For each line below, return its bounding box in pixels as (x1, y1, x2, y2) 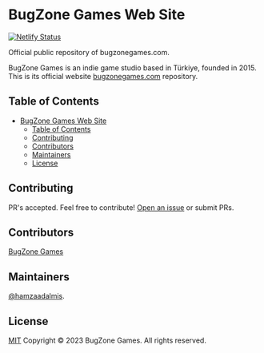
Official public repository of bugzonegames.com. (8, 47, 170, 57)
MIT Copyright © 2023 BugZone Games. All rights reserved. (8, 335, 206, 345)
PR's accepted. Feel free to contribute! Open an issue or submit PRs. (8, 202, 234, 212)
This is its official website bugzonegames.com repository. (8, 71, 198, 81)
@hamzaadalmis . (8, 292, 66, 301)
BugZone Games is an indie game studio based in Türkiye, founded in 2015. (8, 62, 258, 73)
